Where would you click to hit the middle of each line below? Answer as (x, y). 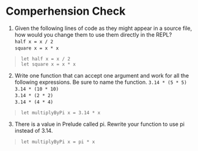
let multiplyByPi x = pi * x (58, 142)
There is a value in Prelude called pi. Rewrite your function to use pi (99, 124)
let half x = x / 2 (46, 59)
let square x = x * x (48, 64)
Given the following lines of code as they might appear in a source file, (103, 28)
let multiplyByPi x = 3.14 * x (61, 112)
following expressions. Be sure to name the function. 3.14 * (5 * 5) (101, 82)
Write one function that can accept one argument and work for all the (102, 75)
